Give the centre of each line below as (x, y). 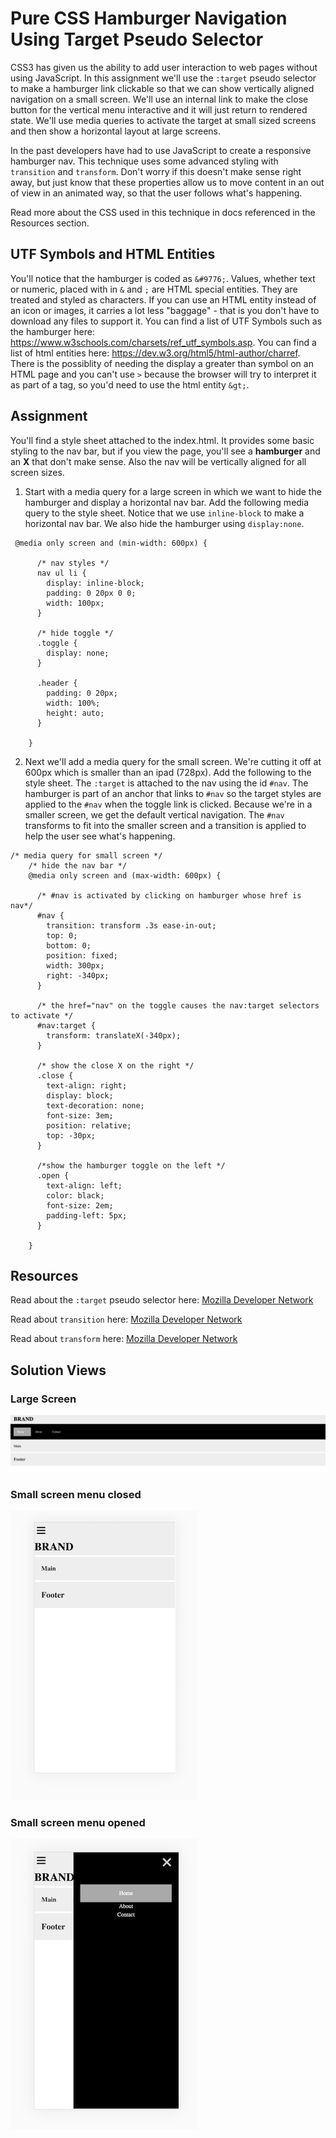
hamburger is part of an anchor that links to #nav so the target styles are (173, 793)
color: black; (75, 1195)
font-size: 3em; (80, 1115)
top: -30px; (71, 1135)
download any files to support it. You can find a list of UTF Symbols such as (166, 321)
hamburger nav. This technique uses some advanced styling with (144, 161)
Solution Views (58, 1370)
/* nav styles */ (73, 563)
